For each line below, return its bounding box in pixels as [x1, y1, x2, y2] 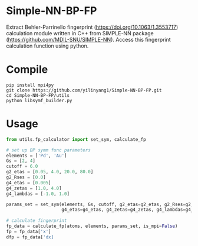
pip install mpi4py [6, 82, 54, 88]
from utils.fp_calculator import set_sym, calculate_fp [6, 136, 146, 142]
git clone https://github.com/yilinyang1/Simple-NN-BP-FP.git [6, 87, 162, 93]
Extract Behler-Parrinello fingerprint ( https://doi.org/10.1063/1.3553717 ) [6, 23, 179, 31]
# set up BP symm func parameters [6, 147, 91, 153]
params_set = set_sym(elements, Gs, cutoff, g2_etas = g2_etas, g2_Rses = [6, 201, 186, 207]
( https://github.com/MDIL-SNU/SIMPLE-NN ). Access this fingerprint [6, 36, 171, 43]
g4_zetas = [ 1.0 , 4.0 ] [6, 185, 62, 191]
